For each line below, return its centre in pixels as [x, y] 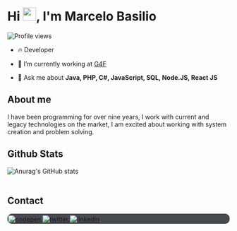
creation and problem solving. [51, 131]
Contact [25, 200]
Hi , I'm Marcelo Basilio [82, 17]
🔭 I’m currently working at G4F [62, 64]
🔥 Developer [36, 49]
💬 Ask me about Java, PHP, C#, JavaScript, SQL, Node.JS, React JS [117, 77]
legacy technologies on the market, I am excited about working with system [117, 124]
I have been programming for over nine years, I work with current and [108, 117]
